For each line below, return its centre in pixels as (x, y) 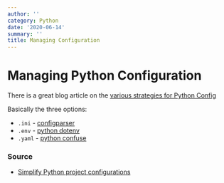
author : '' (23, 14)
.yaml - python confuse (52, 138)
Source (20, 156)
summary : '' (25, 34)
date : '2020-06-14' (36, 27)
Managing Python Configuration (105, 76)
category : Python (33, 21)
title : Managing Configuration (54, 41)
